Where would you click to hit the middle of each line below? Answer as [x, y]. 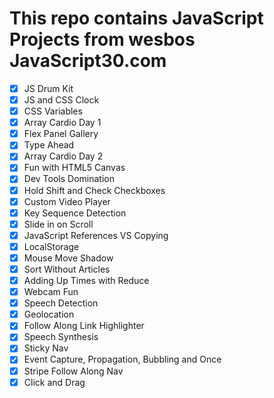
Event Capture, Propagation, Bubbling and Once [122, 359]
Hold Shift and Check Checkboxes [94, 190]
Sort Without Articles [67, 269]
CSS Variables [53, 111]
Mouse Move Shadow [68, 258]
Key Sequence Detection [75, 213]
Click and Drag [54, 382]
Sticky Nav [46, 348]
